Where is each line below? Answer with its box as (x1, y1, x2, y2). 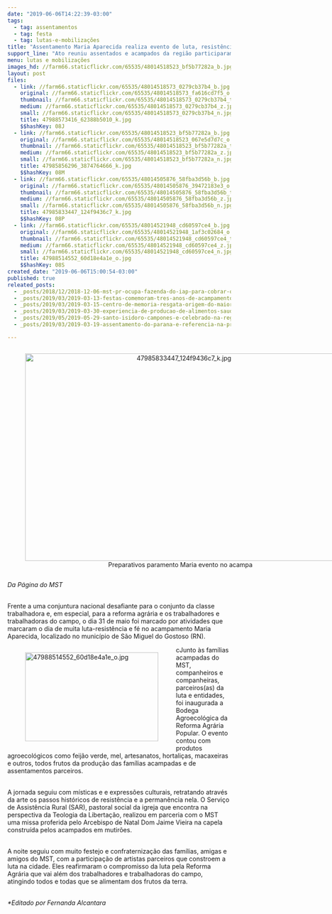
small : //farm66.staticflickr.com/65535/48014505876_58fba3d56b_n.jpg (20, 202, 233, 210)
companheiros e (176, 668, 223, 677)
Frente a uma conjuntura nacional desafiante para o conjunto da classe (7, 601, 215, 610)
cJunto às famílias (176, 645, 229, 654)
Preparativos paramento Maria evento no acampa (108, 560, 253, 569)
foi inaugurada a (176, 698, 223, 707)
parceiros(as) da (176, 683, 224, 692)
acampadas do (176, 653, 220, 662)
